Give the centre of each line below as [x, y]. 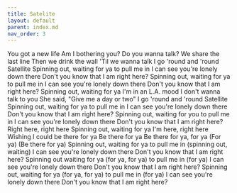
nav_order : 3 [27, 34]
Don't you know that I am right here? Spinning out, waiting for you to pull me [118, 114]
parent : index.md [33, 27]
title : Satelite [31, 14]
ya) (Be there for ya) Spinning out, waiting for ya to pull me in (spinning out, [117, 144]
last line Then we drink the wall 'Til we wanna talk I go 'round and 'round [113, 62]
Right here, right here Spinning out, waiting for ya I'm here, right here [108, 129]
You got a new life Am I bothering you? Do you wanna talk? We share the [114, 54]
